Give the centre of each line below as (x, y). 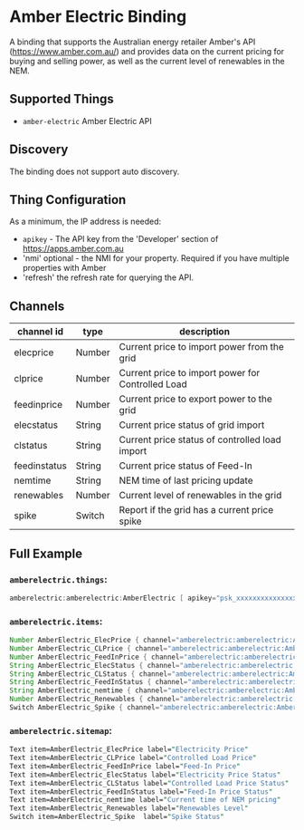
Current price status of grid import (192, 425)
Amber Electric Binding (98, 17)
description (205, 332)
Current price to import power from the (202, 347)
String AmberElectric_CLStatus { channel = (90, 674)
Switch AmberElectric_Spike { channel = (85, 708)
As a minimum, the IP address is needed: (85, 222)
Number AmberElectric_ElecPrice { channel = (93, 641)
